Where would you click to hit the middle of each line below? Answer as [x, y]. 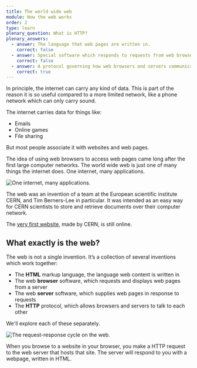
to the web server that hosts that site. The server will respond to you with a [97, 353]
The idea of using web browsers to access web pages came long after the [96, 159]
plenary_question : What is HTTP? [47, 34]
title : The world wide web [39, 11]
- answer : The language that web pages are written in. [81, 45]
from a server [31, 287]
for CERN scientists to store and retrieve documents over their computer [93, 207]
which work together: [32, 263]
